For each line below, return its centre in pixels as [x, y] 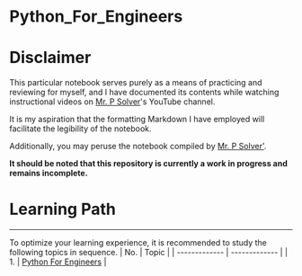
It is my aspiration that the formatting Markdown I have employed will [137, 120]
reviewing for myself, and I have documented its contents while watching [144, 93]
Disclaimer [50, 58]
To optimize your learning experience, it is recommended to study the [138, 243]
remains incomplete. [49, 174]
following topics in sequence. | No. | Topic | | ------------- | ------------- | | [149, 253]
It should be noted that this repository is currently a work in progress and [148, 164]
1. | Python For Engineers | [58, 262]
